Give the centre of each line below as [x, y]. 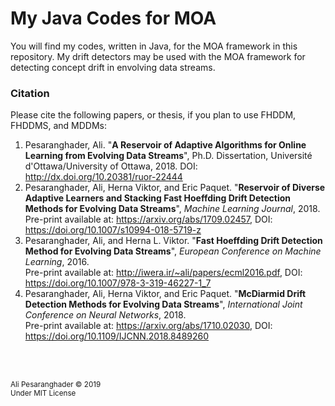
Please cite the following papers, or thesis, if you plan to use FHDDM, [153, 115]
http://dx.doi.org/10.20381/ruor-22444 [103, 177]
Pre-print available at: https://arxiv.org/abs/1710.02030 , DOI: [148, 326]
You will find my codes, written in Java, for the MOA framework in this [154, 46]
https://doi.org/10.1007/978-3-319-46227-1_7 [118, 283]
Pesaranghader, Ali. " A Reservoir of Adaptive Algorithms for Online [165, 145]
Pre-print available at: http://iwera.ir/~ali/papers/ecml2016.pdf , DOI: [163, 273]
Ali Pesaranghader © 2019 [56, 385]
